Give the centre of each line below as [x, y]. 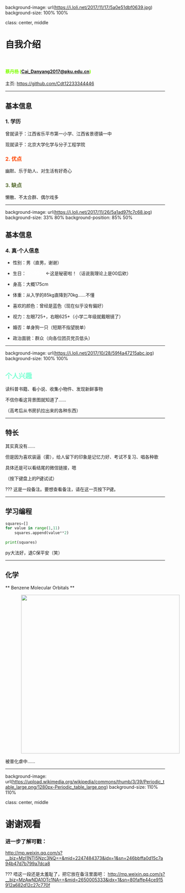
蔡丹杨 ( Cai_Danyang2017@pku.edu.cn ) [48, 71]
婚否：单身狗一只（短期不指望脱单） [50, 328]
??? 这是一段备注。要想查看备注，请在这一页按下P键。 [62, 489]
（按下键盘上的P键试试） [31, 478]
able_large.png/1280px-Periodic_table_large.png [56, 787]
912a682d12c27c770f [28, 885]
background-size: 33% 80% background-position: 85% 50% [69, 217]
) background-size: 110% [132, 787]
